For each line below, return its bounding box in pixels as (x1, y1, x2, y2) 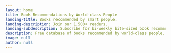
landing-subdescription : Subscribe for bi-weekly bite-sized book (5, 26, 149, 31)
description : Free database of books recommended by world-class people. (5, 31, 165, 36)
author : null (5, 40, 33, 45)
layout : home (5, 7, 33, 13)
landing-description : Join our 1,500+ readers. (5, 21, 108, 27)
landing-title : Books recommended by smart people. (5, 17, 117, 22)
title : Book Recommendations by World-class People (5, 12, 117, 17)
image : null (5, 36, 31, 41)
